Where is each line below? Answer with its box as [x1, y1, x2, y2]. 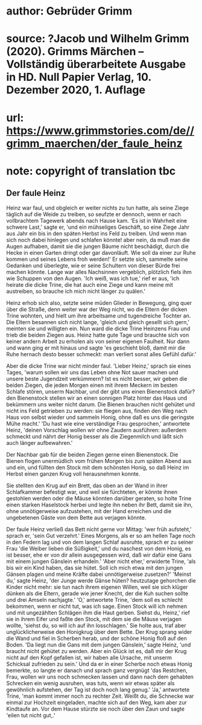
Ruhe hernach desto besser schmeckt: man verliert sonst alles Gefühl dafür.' [6, 350, 197, 357]
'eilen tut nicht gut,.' [6, 711, 55, 719]
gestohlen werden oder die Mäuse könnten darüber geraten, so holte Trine [6, 494, 192, 502]
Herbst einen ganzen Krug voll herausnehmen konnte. [6, 470, 140, 477]
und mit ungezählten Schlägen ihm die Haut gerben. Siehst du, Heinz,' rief [6, 608, 190, 616]
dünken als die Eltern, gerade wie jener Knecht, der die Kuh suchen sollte [6, 590, 189, 597]
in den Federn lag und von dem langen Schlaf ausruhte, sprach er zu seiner [6, 538, 194, 546]
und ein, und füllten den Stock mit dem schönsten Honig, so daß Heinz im [6, 464, 189, 471]
